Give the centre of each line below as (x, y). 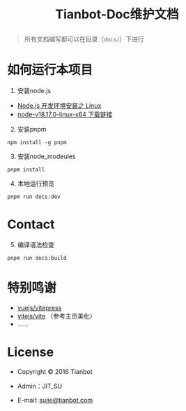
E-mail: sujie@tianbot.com (55, 400)
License (31, 353)
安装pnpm (32, 130)
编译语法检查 (36, 245)
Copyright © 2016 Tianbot (55, 371)
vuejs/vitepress (39, 308)
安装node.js (34, 91)
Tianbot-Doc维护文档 (117, 14)
